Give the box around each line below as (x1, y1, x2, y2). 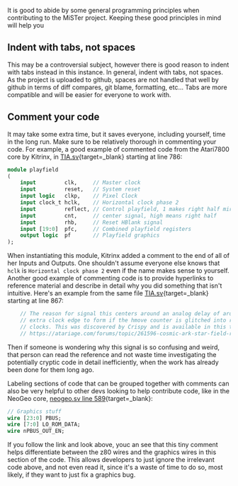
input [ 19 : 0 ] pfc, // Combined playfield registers (20, 225, 192, 232)
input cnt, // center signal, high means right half (20, 212, 217, 219)
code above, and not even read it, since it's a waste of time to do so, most (7, 463, 223, 472)
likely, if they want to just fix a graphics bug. (7, 470, 136, 479)
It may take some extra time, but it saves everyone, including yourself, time (7, 130, 226, 138)
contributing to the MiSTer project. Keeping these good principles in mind (7, 13, 222, 22)
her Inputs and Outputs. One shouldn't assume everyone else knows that (7, 259, 220, 268)
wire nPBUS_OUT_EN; (7, 428, 65, 435)
